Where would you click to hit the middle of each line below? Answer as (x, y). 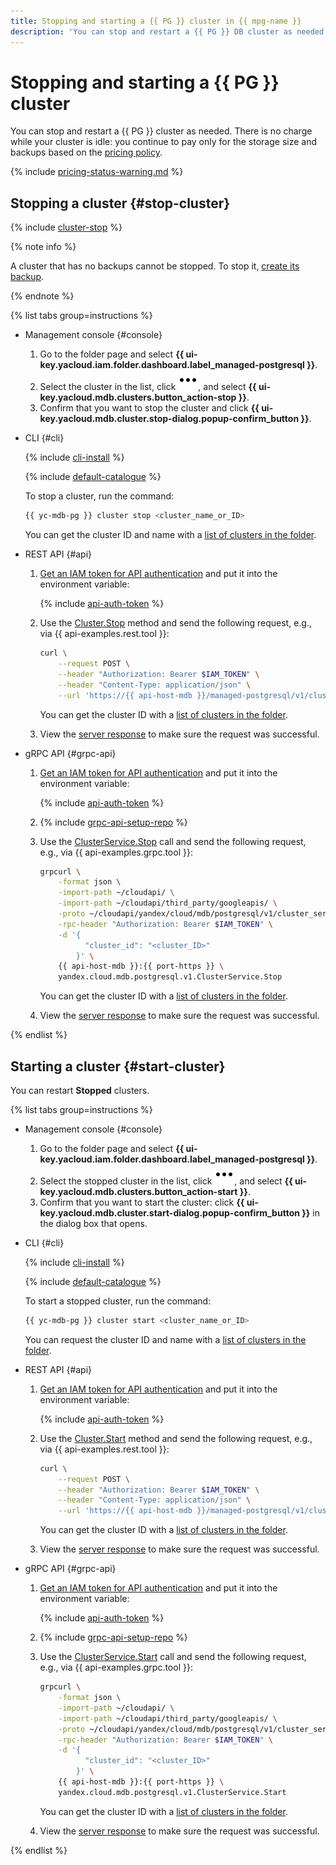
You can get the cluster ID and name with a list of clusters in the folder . (170, 535)
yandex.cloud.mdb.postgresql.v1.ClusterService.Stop (170, 977)
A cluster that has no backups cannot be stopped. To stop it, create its (155, 266)
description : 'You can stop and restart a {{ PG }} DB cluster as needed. (169, 31)
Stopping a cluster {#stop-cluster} (120, 203)
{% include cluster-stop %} (66, 227)
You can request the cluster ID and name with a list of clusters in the (165, 1339)
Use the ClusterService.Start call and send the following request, (173, 1657)
